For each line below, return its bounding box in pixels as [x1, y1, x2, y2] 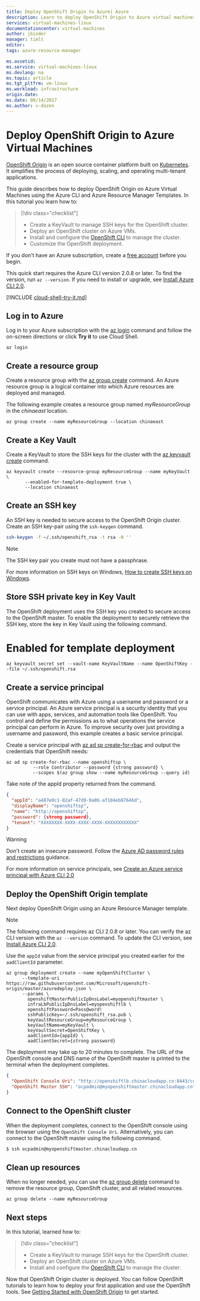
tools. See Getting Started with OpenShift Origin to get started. [6, 1288, 160, 1295]
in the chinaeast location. [6, 407, 68, 415]
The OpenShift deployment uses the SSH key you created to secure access [6, 608, 191, 615]
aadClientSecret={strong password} [27, 1038, 116, 1044]
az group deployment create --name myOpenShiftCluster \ [6, 970, 151, 976]
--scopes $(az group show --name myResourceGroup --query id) [32, 770, 190, 776]
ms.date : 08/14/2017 [6, 97, 58, 103]
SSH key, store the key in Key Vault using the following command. [6, 620, 167, 627]
